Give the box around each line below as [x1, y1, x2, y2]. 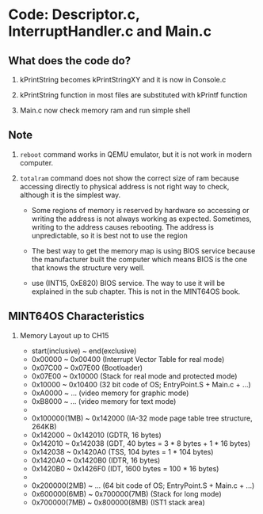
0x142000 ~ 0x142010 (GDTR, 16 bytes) [31, 430, 162, 440]
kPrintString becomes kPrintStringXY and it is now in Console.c [19, 75, 227, 84]
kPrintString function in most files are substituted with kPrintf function [19, 90, 248, 100]
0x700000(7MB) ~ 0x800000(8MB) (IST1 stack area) [31, 497, 206, 507]
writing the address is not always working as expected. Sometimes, [31, 214, 252, 223]
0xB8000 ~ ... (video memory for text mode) [31, 396, 177, 405]
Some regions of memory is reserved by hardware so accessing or [31, 205, 250, 215]
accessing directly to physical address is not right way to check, [19, 181, 230, 191]
